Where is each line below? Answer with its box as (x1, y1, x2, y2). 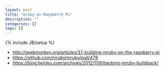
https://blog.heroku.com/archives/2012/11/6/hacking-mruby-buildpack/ (12, 60, 159, 66)
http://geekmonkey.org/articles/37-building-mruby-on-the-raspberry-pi (12, 49, 160, 55)
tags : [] (5, 26, 23, 31)
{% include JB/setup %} (5, 39, 55, 45)
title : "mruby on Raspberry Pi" (5, 12, 72, 17)
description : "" (5, 16, 39, 21)
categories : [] (5, 21, 37, 26)
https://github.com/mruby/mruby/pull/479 (12, 54, 98, 60)
